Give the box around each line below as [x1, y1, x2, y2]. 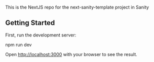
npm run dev [5, 41, 32, 47]
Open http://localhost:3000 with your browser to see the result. [5, 51, 138, 57]
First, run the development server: [5, 32, 76, 38]
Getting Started [5, 18, 55, 27]
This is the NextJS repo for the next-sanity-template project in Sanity [5, 4, 149, 10]
